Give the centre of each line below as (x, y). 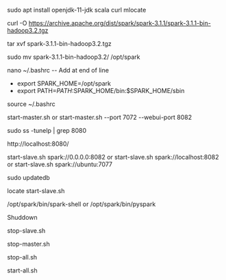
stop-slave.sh (26, 231)
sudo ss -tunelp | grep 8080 (47, 130)
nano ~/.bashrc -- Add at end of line (58, 70)
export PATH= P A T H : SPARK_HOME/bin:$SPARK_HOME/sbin (101, 91)
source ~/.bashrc (32, 104)
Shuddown (22, 217)
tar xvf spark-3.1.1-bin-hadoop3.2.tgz (59, 43)
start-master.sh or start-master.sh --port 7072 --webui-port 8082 (100, 117)
